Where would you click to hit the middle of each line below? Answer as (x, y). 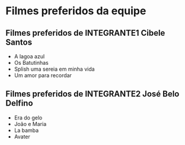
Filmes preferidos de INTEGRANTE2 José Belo (92, 94)
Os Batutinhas (31, 63)
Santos (19, 42)
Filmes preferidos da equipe (76, 11)
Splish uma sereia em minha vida (55, 69)
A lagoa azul (29, 56)
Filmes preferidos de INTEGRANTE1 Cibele (85, 33)
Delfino (19, 103)
